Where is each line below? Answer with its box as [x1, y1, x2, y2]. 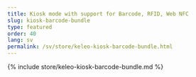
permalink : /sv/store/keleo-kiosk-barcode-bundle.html [7, 43, 173, 50]
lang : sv [7, 37, 33, 44]
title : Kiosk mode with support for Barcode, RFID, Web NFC [7, 10, 190, 18]
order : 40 [7, 30, 37, 37]
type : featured [7, 23, 53, 30]
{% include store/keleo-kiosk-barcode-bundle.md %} [7, 63, 164, 71]
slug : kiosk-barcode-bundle [7, 17, 91, 24]
